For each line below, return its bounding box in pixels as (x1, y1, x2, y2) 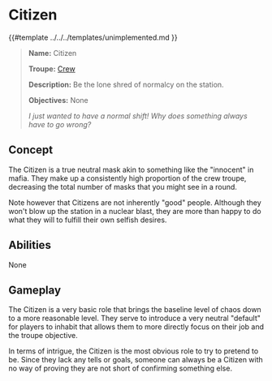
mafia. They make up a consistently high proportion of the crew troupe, (8, 173, 247, 183)
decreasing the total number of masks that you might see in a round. (8, 182, 238, 191)
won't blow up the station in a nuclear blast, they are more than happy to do (8, 206, 261, 216)
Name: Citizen (28, 48, 77, 58)
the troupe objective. (8, 331, 79, 340)
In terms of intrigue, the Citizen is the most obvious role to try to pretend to (8, 346, 259, 356)
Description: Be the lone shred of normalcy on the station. (28, 79, 225, 89)
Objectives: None (28, 95, 89, 105)
